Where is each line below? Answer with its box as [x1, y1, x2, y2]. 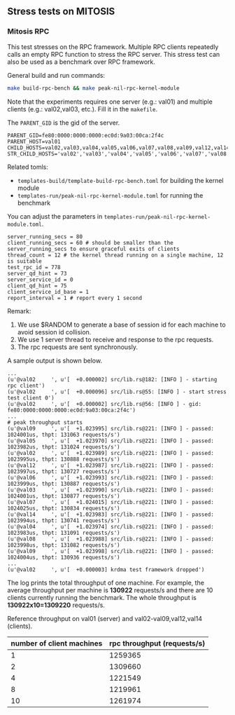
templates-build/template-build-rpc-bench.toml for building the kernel [17, 176, 224, 184]
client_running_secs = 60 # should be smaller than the [7, 239, 173, 246]
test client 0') [7, 394, 55, 402]
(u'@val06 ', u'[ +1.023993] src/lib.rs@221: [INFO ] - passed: [7, 474, 215, 481]
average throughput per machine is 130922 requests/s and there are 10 [7, 585, 213, 594]
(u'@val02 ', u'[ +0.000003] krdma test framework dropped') [7, 566, 205, 573]
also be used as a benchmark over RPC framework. [7, 57, 155, 66]
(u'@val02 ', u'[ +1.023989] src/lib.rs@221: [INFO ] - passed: [7, 449, 215, 456]
